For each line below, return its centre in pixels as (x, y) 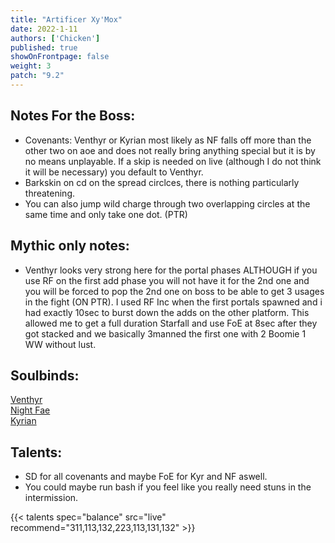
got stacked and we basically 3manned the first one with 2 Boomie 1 (165, 333)
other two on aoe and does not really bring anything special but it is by (170, 150)
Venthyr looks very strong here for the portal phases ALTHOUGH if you (171, 270)
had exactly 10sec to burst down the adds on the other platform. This (167, 312)
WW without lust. (60, 344)
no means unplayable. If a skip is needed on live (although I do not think (173, 161)
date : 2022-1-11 (44, 29)
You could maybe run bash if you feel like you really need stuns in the (168, 487)
